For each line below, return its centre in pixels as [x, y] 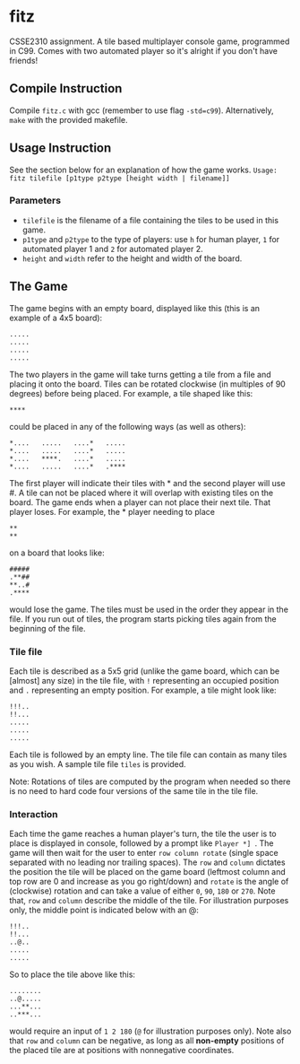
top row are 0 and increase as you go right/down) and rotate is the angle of [149, 882]
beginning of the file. [48, 628]
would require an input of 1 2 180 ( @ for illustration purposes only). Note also [150, 1031]
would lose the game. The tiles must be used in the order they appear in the [149, 609]
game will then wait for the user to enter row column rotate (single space [144, 853]
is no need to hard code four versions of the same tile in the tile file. [134, 790]
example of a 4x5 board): [56, 318]
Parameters [35, 201]
